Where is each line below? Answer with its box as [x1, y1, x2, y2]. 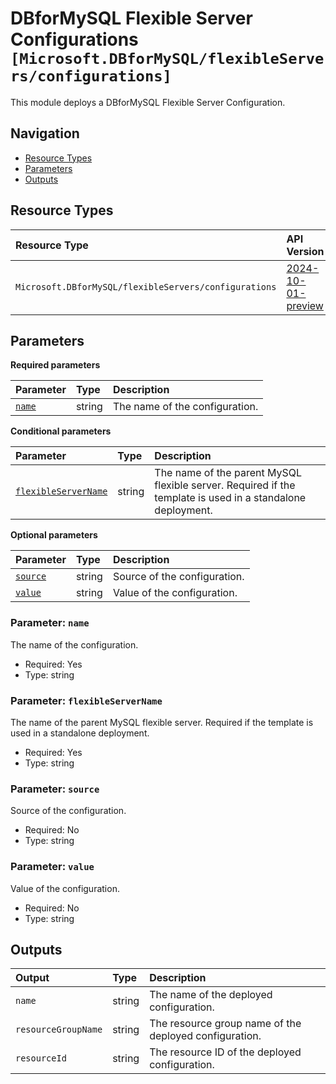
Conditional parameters [10, 425, 112, 437]
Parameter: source [10, 782, 100, 796]
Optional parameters [10, 529, 98, 541]
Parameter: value [10, 860, 95, 874]
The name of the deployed [149, 988, 273, 1002]
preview [286, 298, 324, 312]
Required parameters [10, 359, 101, 371]
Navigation [10, 125, 80, 142]
